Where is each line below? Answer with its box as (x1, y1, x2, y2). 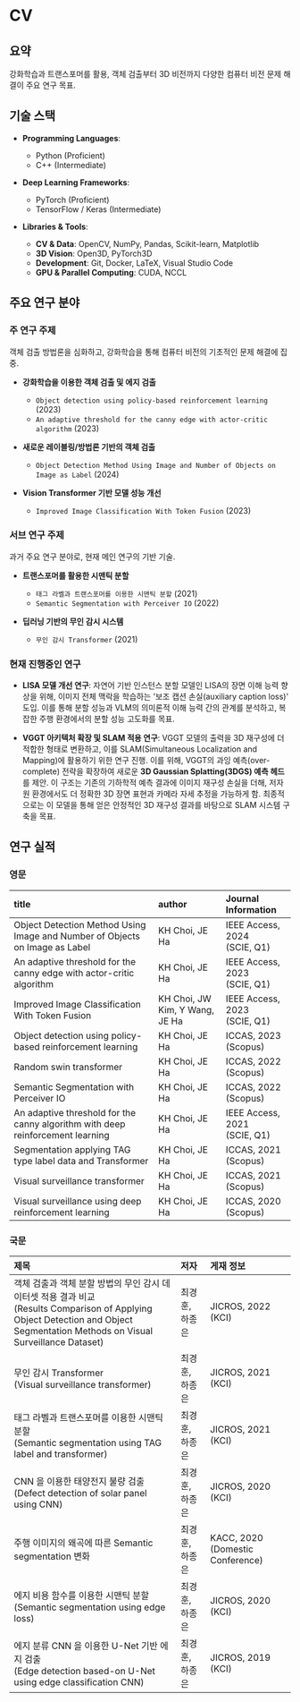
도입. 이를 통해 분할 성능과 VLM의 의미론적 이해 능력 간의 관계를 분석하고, (21, 702, 277, 713)
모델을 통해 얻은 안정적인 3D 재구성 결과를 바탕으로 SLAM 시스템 (55, 800, 281, 811)
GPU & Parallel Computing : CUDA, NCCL (35, 267, 187, 277)
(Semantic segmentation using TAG (13, 1437, 162, 1450)
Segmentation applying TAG (13, 1143, 131, 1155)
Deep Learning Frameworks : (21, 176, 130, 188)
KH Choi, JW (157, 992, 212, 1005)
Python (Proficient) (35, 149, 105, 161)
